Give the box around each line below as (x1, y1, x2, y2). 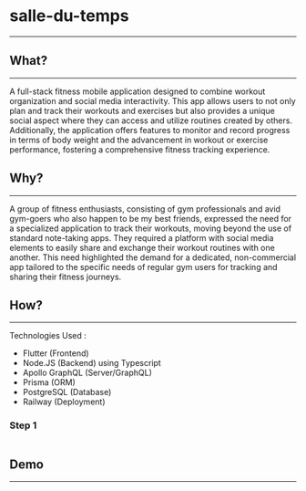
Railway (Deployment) (22, 396, 107, 407)
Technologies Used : (9, 330, 87, 341)
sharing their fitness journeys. (9, 271, 122, 282)
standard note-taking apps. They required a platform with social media (9, 232, 274, 243)
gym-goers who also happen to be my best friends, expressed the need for (9, 213, 292, 224)
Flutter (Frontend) (22, 348, 89, 359)
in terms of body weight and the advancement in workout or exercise (9, 134, 269, 145)
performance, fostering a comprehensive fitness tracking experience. (9, 143, 270, 155)
